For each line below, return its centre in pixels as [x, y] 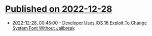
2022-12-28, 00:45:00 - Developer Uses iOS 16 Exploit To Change [79, 23]
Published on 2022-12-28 [59, 9]
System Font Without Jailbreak [43, 28]
